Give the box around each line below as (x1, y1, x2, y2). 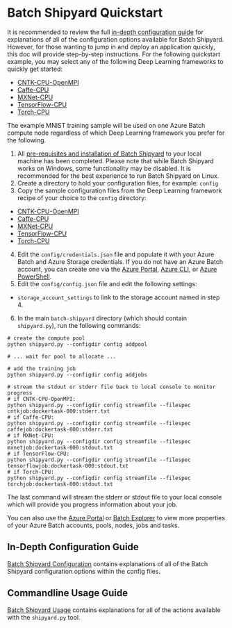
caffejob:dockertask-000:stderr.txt (7, 426, 113, 433)
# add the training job (7, 365, 76, 372)
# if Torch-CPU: (7, 468, 54, 475)
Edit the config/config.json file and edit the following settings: (17, 279, 197, 288)
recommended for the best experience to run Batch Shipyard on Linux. (17, 172, 219, 180)
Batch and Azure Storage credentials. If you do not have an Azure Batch (17, 257, 224, 265)
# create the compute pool (7, 335, 85, 342)
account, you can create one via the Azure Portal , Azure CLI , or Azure (17, 265, 217, 273)
